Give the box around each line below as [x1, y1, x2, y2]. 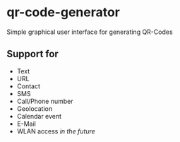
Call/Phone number [16, 97, 73, 105]
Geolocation [16, 104, 53, 113]
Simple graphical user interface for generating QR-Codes [6, 28, 174, 36]
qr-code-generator [6, 4, 121, 20]
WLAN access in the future [16, 126, 96, 135]
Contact [16, 82, 40, 90]
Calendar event [16, 112, 61, 120]
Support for [6, 48, 59, 60]
